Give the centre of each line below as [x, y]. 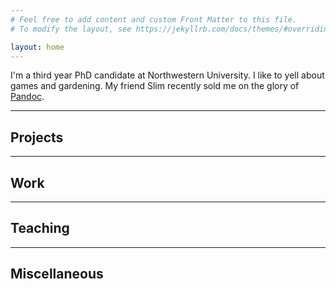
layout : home [37, 47]
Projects [37, 137]
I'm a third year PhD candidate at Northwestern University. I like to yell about [167, 75]
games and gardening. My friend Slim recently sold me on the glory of [155, 86]
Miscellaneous [57, 274]
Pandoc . [27, 97]
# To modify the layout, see [71, 29]
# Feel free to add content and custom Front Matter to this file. [154, 19]
